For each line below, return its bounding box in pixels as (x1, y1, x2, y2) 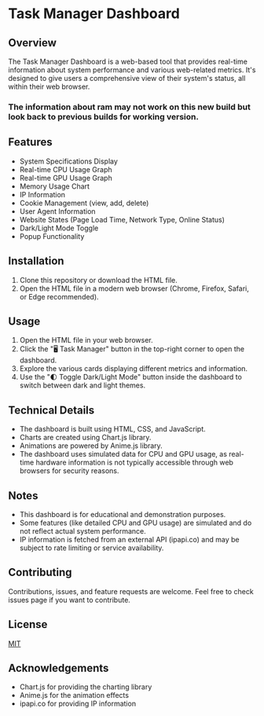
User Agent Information (19, 206, 96, 216)
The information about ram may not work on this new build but (8, 101, 251, 112)
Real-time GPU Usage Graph (19, 173, 112, 182)
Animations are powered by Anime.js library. (19, 441, 163, 450)
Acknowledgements (8, 662, 109, 674)
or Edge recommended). (19, 292, 100, 301)
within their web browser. (8, 82, 90, 91)
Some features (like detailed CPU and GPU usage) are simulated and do (19, 518, 252, 527)
